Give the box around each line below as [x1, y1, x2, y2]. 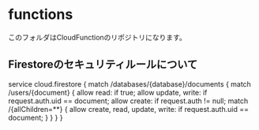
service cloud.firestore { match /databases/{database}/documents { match [8, 79, 251, 88]
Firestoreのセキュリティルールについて [8, 58, 198, 72]
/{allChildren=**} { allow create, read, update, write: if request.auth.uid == [8, 104, 249, 113]
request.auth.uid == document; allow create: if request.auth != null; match [8, 96, 249, 106]
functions [8, 6, 73, 24]
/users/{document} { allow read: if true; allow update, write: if [8, 87, 208, 97]
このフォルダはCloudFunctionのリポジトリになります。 [8, 32, 187, 42]
